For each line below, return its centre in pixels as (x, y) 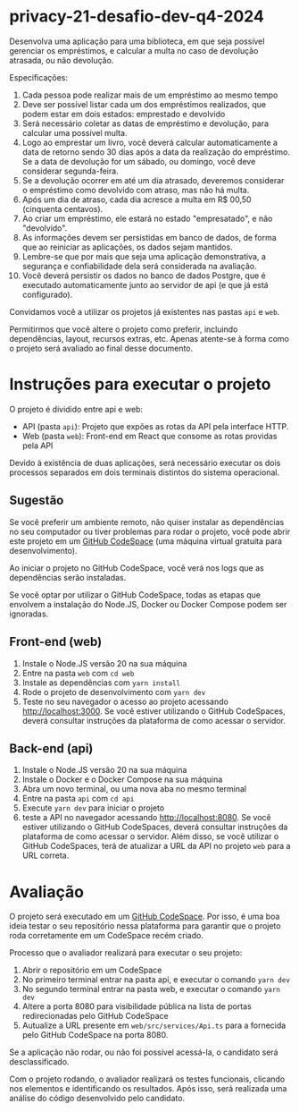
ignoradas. (29, 614)
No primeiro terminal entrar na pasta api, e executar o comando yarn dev (156, 980)
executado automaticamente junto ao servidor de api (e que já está (145, 284)
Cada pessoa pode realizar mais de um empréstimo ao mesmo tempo (150, 95)
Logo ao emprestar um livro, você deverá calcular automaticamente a (150, 142)
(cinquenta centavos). (62, 208)
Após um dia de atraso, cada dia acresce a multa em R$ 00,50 (137, 199)
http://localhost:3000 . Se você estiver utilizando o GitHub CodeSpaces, (154, 711)
